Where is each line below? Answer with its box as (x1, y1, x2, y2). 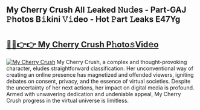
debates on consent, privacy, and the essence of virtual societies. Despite (6, 78, 191, 85)
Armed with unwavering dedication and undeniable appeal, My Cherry (6, 91, 181, 97)
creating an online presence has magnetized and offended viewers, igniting (6, 71, 195, 78)
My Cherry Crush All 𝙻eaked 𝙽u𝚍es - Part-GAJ (6, 5, 187, 15)
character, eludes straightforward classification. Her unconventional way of (6, 65, 193, 72)
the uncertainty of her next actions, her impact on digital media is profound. (6, 84, 195, 91)
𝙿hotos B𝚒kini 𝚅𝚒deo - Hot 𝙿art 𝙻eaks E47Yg (6, 15, 181, 25)
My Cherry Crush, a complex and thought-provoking (56, 59, 187, 65)
